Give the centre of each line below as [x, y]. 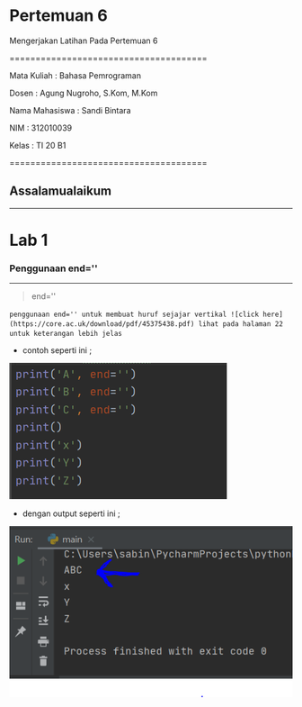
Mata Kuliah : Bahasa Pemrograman [75, 75]
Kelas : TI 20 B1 [38, 145]
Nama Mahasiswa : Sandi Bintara [70, 110]
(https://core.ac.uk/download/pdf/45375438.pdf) [102, 324]
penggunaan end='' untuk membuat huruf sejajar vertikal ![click [134, 315]
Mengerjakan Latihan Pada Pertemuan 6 [84, 41]
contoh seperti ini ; [57, 350]
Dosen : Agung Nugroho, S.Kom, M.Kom [84, 93]
